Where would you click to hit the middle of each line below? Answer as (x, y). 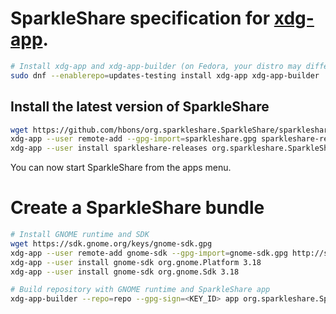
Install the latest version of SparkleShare (140, 107)
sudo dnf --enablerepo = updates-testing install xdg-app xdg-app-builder (165, 75)
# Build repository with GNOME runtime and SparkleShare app (140, 290)
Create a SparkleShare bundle (137, 208)
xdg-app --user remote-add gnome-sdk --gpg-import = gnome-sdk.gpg (149, 253)
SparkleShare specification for (140, 18)
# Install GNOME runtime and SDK (80, 235)
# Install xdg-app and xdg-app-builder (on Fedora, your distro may (156, 66)
